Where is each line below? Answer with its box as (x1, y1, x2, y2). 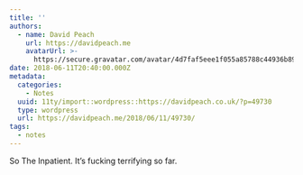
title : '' (9, 13, 47, 23)
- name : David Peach (17, 30, 95, 39)
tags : (9, 123, 30, 132)
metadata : (9, 72, 47, 81)
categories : (17, 80, 63, 89)
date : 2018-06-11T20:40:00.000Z (9, 64, 131, 73)
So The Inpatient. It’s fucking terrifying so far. (9, 155, 178, 166)
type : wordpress (17, 106, 78, 115)
